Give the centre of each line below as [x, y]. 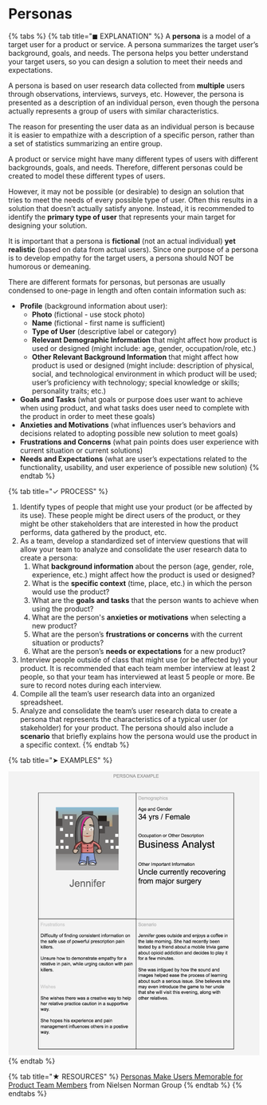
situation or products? [68, 642]
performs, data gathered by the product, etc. [93, 532]
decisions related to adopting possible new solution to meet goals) [129, 433]
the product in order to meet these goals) [87, 416]
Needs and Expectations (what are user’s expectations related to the [133, 459]
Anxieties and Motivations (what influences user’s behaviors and [128, 425]
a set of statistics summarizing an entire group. [86, 143]
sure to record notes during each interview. [90, 685]
